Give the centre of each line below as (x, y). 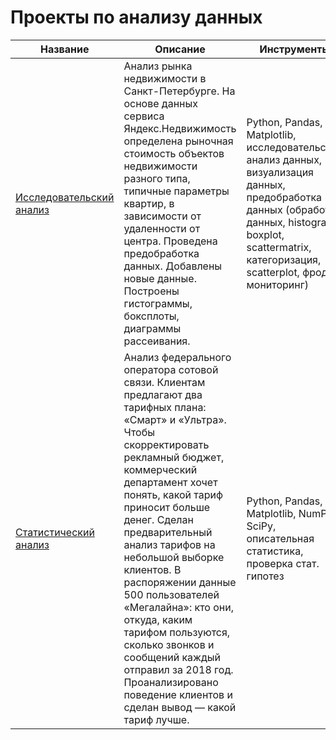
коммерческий (160, 469)
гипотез (265, 576)
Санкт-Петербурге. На (179, 91)
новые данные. (160, 278)
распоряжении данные (180, 582)
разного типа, (157, 178)
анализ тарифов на (169, 544)
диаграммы (152, 328)
